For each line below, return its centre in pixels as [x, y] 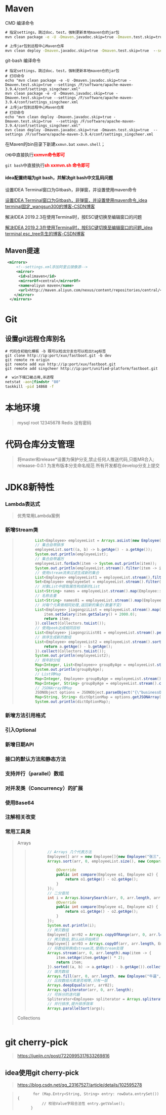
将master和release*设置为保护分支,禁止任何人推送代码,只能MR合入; [86, 459]
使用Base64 [20, 803]
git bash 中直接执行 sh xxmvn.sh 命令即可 [47, 165]
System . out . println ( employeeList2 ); [73, 656]
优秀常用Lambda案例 [39, 516]
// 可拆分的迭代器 [63, 995]
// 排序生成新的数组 [53, 637]
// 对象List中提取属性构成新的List [68, 587]
